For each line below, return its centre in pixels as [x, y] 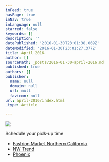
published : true [23, 67]
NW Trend [24, 149]
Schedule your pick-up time [35, 134]
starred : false [21, 29]
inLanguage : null [24, 24]
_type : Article [21, 105]
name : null [21, 81]
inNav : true [18, 19]
